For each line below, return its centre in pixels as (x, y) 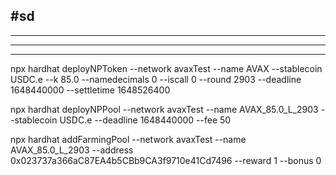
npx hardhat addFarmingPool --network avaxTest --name (128, 139)
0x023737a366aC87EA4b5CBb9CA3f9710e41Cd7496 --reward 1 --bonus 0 (166, 160)
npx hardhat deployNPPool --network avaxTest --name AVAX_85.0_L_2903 (164, 109)
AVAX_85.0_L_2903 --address (72, 150)
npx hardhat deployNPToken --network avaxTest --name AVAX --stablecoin (166, 68)
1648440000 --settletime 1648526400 (90, 90)
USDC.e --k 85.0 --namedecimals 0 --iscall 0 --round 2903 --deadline (156, 79)
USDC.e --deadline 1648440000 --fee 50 (145, 120)
